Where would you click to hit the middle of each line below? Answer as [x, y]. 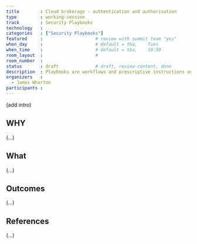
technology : [25, 28]
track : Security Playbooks [50, 22]
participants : [25, 88]
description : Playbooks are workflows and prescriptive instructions [95, 72]
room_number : [25, 61]
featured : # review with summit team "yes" [91, 39]
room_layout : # [52, 55]
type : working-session [45, 17]
